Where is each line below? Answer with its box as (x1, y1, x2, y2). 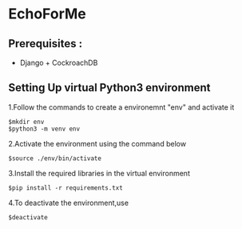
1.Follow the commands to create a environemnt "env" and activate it (8, 102, 235, 112)
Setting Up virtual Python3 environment (8, 81, 211, 94)
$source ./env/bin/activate (8, 154, 102, 163)
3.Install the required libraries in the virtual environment (8, 168, 190, 178)
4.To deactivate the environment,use (8, 198, 129, 207)
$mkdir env (8, 118, 45, 126)
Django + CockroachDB (19, 58, 98, 67)
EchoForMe (8, 5, 86, 23)
